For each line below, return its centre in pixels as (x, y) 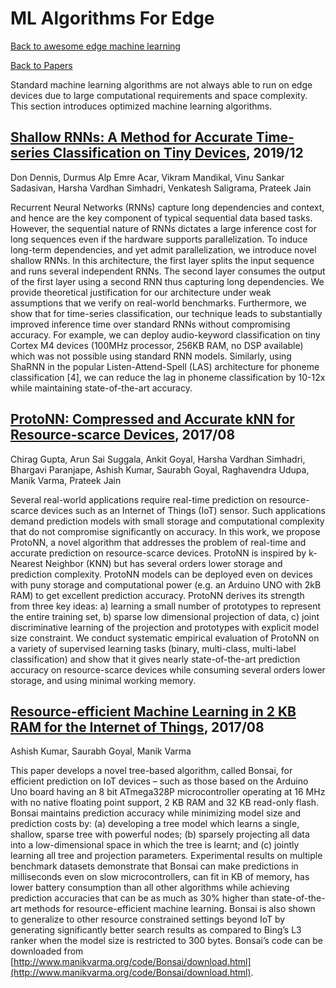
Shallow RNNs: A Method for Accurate (131, 137)
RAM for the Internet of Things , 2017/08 (137, 727)
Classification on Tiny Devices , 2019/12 (178, 153)
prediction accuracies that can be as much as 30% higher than (140, 898)
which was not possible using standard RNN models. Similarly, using (151, 356)
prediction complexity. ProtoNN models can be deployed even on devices (161, 574)
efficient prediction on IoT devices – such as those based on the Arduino (159, 781)
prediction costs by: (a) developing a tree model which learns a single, (155, 824)
